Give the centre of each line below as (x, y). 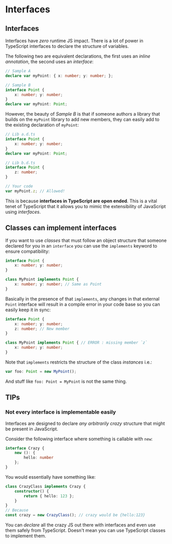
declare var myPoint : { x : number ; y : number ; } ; (59, 76)
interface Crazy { (25, 448)
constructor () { (32, 491)
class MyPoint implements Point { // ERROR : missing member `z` (76, 343)
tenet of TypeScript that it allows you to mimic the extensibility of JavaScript (86, 206)
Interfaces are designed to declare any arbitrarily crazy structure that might (85, 423)
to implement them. (26, 536)
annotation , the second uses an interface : (49, 62)
